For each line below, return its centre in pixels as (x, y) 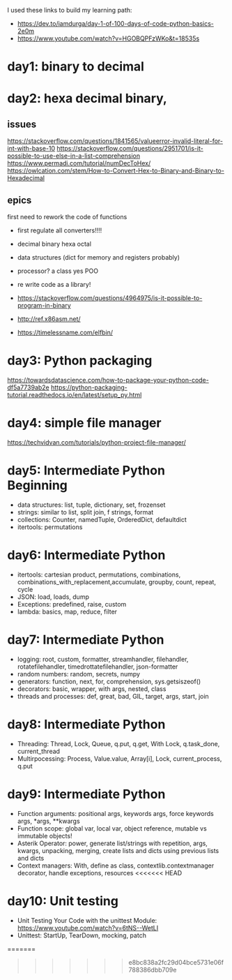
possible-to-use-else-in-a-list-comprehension (74, 156)
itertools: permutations (50, 527)
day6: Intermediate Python (86, 555)
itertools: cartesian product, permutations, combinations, (99, 574)
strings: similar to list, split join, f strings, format (85, 512)
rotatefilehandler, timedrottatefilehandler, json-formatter (98, 667)
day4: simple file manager (84, 423)
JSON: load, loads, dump (53, 597)
